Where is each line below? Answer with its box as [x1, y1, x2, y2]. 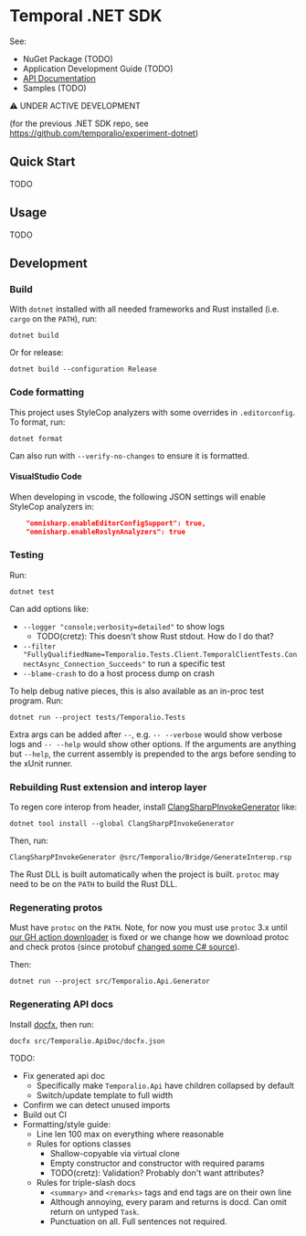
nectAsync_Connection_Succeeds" [22, 660, 146, 669]
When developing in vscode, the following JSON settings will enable [9, 491, 267, 502]
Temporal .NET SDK [9, 5, 163, 26]
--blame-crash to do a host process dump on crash [22, 668, 215, 679]
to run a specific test [147, 658, 226, 669]
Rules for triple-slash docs [36, 1177, 136, 1188]
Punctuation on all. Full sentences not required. [49, 1216, 227, 1227]
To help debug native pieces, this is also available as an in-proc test [9, 685, 265, 696]
